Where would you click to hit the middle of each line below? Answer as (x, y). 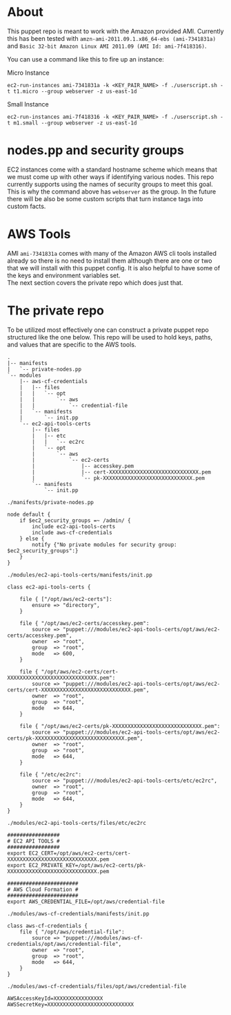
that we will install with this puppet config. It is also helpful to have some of (114, 268)
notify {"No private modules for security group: (104, 544)
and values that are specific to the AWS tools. (72, 344)
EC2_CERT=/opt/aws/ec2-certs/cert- (80, 853)
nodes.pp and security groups (96, 150)
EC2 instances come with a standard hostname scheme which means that (112, 169)
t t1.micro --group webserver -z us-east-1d (72, 91)
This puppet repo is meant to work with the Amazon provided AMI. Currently (115, 31)
